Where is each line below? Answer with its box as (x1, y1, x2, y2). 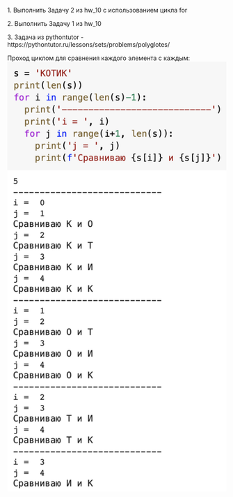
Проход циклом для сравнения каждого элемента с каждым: (7, 54, 191, 62)
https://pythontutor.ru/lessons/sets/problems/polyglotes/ (7, 40, 170, 48)
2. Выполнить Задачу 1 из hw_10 (7, 20, 102, 27)
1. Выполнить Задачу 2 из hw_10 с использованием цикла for (7, 6, 188, 14)
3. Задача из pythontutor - (7, 33, 84, 41)
